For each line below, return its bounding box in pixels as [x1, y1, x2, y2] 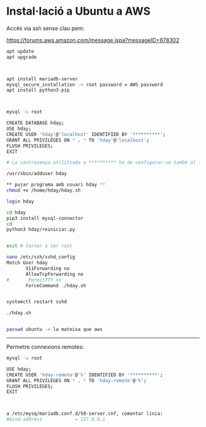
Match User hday [6, 260, 48, 266]
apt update [6, 48, 34, 55]
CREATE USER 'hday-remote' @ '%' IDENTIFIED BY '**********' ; [6, 372, 164, 378]
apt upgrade [6, 54, 37, 60]
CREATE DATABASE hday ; [6, 120, 64, 126]
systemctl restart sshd [6, 299, 67, 305]
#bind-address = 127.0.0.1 [6, 417, 105, 423]
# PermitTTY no [6, 277, 62, 283]
